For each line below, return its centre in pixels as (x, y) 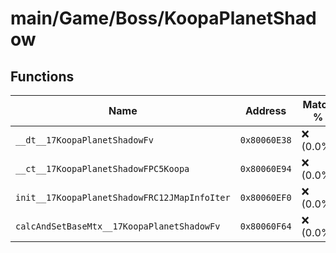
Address (265, 110)
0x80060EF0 (265, 197)
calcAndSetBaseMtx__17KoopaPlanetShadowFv (118, 226)
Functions (42, 76)
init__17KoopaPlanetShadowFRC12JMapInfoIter (123, 197)
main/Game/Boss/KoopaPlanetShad (163, 18)
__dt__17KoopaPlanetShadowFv (84, 140)
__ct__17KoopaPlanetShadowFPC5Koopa (102, 168)
